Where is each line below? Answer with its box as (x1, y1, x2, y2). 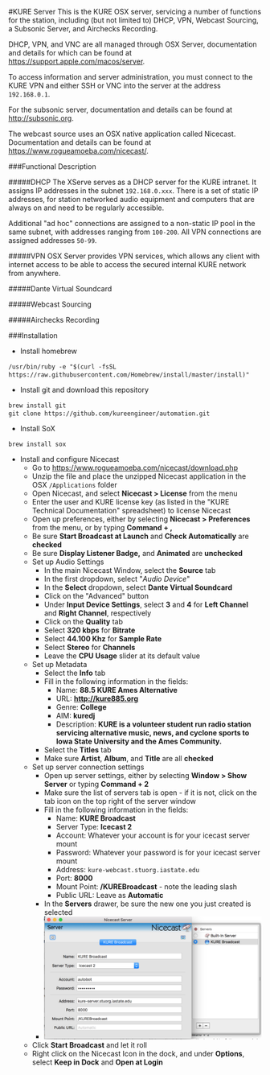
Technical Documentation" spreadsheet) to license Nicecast (31, 506, 231, 515)
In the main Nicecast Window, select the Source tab (43, 566, 216, 575)
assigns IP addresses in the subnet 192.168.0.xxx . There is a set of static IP (8, 186, 259, 196)
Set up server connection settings (31, 762, 145, 772)
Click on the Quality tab (43, 617, 123, 626)
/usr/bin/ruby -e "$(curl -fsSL (8, 363, 117, 371)
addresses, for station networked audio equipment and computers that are (8, 195, 255, 204)
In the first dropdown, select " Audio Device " (43, 575, 190, 583)
